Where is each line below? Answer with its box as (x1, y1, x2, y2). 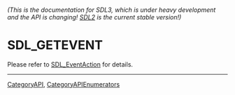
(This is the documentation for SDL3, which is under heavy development (7, 6, 216, 14)
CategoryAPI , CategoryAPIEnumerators (7, 80, 120, 88)
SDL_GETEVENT (7, 37, 104, 53)
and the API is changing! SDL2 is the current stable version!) (7, 12, 182, 21)
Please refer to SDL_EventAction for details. (7, 60, 134, 69)
